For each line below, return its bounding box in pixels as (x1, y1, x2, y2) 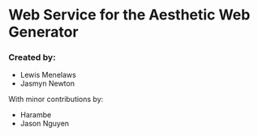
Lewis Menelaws (19, 70, 77, 80)
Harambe (19, 110, 52, 120)
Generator (8, 23, 79, 41)
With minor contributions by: (8, 95, 104, 104)
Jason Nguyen (19, 119, 70, 129)
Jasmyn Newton (19, 79, 75, 88)
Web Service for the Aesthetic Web (8, 6, 251, 24)
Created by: (8, 52, 56, 63)
